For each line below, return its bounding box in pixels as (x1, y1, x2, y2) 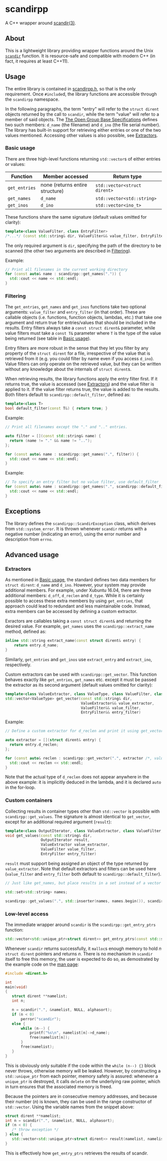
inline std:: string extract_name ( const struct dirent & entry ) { (5, 638, 141, 643)
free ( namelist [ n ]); (29, 1035, 70, 1040)
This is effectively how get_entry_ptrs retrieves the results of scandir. (5, 1150, 148, 1156)
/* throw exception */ (11, 1127, 59, 1132)
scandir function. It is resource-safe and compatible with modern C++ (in (5, 53, 156, 59)
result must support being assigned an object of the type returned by (5, 860, 149, 866)
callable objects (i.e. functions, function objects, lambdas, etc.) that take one (5, 314, 162, 320)
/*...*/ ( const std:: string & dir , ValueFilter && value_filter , (5, 233, 139, 238)
